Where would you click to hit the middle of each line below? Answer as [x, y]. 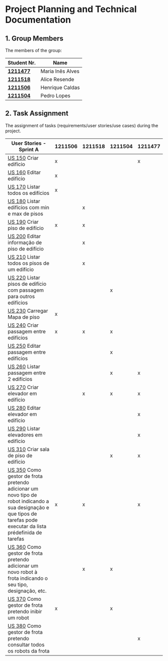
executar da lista [27, 526]
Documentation [38, 20]
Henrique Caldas [60, 87]
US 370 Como [24, 599]
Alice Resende [57, 79]
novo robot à [22, 572]
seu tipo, [18, 584]
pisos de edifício [27, 284]
